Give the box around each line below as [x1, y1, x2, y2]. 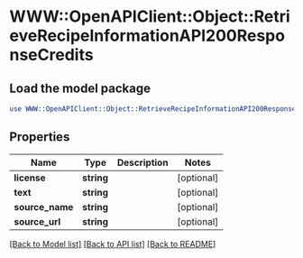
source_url [14, 215, 61, 227]
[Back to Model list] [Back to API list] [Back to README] [9, 238, 216, 249]
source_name [14, 200, 74, 213]
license [14, 171, 47, 184]
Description [116, 156, 169, 169]
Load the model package [9, 80, 151, 96]
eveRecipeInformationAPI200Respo [9, 25, 286, 46]
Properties [9, 129, 70, 145]
